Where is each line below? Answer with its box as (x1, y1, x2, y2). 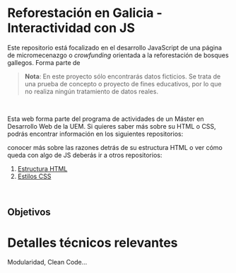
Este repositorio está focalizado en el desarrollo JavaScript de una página (7, 43, 223, 52)
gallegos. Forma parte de (7, 58, 81, 66)
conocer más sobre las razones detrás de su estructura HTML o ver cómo (7, 143, 223, 151)
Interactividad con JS (7, 20, 136, 36)
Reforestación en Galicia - (7, 5, 163, 21)
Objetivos (7, 207, 51, 219)
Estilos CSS (17, 172, 52, 180)
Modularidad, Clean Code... (7, 258, 88, 267)
